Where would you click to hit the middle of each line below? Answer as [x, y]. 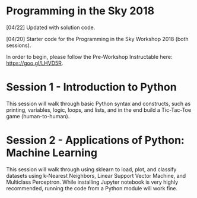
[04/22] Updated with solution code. [51, 27]
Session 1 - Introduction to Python [91, 87]
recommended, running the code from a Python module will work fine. [92, 188]
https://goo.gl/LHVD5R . [35, 63]
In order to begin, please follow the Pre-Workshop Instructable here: [90, 56]
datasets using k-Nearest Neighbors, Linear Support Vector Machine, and [96, 175]
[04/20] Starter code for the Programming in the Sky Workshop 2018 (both [97, 39]
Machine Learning [52, 153]
